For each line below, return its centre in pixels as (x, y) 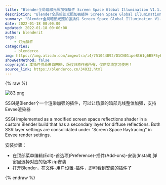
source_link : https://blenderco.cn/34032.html (54, 70)
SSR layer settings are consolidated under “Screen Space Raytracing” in (79, 129)
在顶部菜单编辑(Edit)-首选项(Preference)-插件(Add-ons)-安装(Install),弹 (84, 155)
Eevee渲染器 (18, 109)
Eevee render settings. (28, 135)
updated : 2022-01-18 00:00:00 (36, 28)
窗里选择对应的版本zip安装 (39, 162)
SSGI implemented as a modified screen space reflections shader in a (76, 119)
